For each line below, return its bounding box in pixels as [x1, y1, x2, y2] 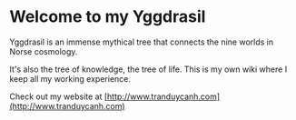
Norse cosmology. [9, 45, 78, 56]
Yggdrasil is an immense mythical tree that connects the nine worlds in [9, 36, 274, 47]
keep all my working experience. [9, 73, 132, 84]
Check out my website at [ [9, 91, 108, 102]
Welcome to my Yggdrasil [9, 6, 206, 27]
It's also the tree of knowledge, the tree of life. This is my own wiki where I [9, 64, 288, 75]
